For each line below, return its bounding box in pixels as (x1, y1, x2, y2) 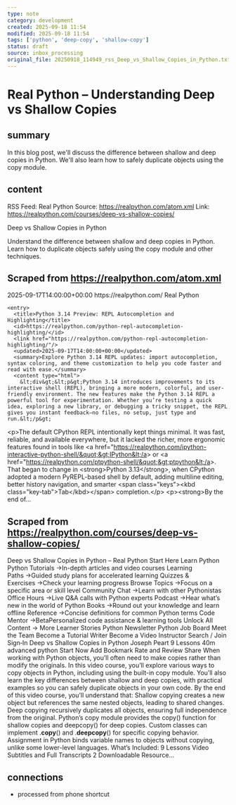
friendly (7, 391, 33, 398)
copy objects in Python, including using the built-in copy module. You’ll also (7, 668, 227, 677)
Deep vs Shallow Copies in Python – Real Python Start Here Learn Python (7, 556, 220, 565)
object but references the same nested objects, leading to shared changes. (7, 699, 225, 707)
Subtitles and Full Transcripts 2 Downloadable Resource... (7, 751, 174, 759)
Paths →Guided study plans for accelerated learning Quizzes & (7, 571, 190, 580)
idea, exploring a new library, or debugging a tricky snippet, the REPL (7, 403, 228, 411)
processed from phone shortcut (17, 790, 110, 798)
